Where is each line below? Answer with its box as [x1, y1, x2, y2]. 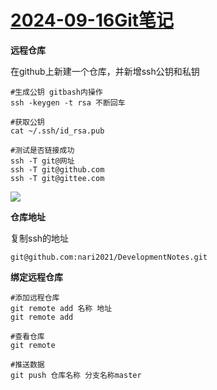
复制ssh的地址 [10, 232, 70, 244]
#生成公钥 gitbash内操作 [10, 87, 103, 97]
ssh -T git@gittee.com [10, 173, 105, 183]
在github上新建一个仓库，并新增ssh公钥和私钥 [10, 65, 200, 77]
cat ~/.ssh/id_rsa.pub [10, 126, 105, 136]
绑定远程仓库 [10, 271, 63, 283]
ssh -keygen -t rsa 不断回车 [10, 97, 126, 108]
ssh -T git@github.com [10, 164, 105, 175]
